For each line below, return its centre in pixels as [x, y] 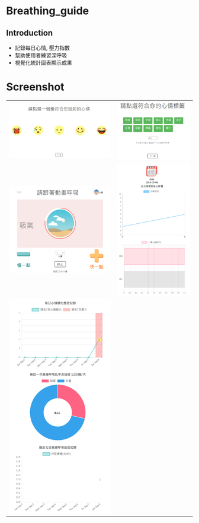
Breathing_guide [48, 11]
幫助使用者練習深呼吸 [41, 55]
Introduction [30, 33]
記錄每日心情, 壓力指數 [42, 48]
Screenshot [35, 87]
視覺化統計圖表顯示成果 [43, 63]
